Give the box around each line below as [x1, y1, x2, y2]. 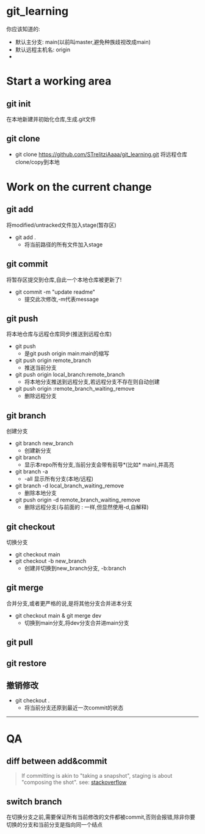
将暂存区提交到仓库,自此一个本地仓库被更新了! [6, 276, 122, 283]
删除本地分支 [24, 489, 57, 496]
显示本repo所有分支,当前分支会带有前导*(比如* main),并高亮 [24, 461, 174, 468]
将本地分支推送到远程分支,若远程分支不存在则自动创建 [24, 378, 160, 386]
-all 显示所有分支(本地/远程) [24, 475, 93, 482]
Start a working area [6, 75, 112, 88]
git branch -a [15, 468, 48, 475]
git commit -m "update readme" [15, 288, 96, 295]
